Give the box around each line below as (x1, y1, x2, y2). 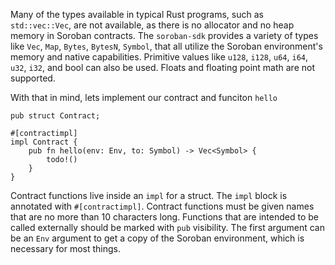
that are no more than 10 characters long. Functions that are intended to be (10, 211, 319, 223)
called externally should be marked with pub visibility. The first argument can (10, 222, 326, 233)
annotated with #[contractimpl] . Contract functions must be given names (10, 200, 315, 212)
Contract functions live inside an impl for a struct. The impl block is (10, 190, 288, 201)
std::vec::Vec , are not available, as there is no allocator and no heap (10, 19, 295, 31)
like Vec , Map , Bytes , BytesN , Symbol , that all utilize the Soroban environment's (10, 40, 323, 52)
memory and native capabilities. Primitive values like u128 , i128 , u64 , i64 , (10, 51, 309, 63)
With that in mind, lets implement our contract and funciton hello (10, 92, 278, 103)
